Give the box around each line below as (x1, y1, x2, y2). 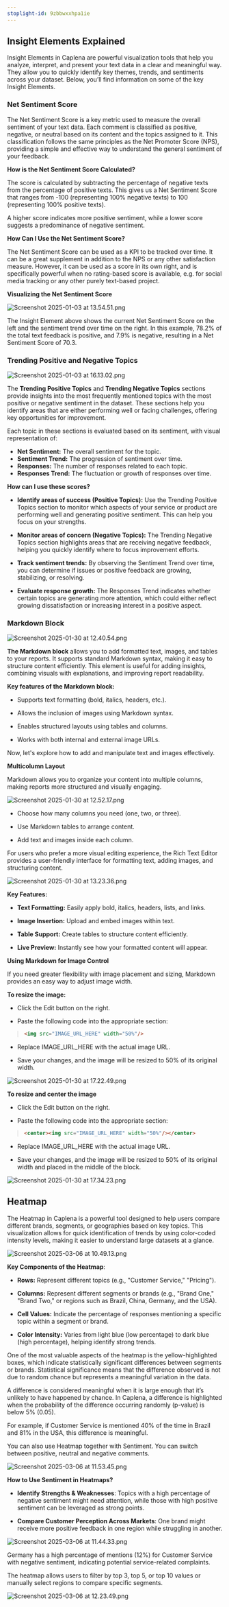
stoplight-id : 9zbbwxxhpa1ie (7, 10, 90, 17)
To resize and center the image (7, 1090, 97, 1098)
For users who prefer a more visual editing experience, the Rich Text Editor (7, 849, 218, 857)
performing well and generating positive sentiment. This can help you (16, 510, 213, 519)
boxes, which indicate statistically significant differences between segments (7, 1358, 222, 1366)
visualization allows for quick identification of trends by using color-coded (7, 1228, 216, 1237)
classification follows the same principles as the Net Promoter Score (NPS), (7, 137, 219, 145)
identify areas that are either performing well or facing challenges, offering (7, 406, 217, 415)
